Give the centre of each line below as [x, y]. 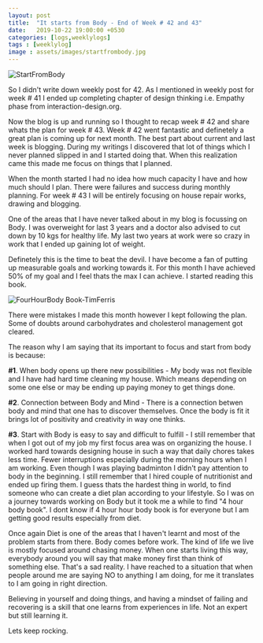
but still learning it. [38, 615]
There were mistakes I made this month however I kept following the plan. [128, 315]
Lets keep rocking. [38, 631]
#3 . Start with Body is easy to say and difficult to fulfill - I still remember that [132, 434]
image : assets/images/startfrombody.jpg [77, 52]
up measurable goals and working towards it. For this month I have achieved [132, 268]
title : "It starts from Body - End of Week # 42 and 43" [105, 23]
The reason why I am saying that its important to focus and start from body [130, 347]
